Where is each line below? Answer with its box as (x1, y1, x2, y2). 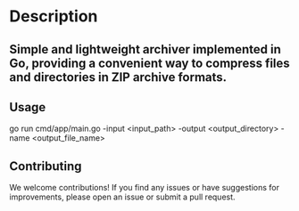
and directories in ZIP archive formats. (9, 69, 228, 85)
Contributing (9, 158, 82, 174)
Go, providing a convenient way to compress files (9, 55, 290, 70)
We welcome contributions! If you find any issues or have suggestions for (9, 183, 279, 193)
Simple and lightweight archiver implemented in (9, 42, 281, 57)
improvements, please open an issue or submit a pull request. (9, 191, 236, 202)
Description (9, 6, 98, 27)
